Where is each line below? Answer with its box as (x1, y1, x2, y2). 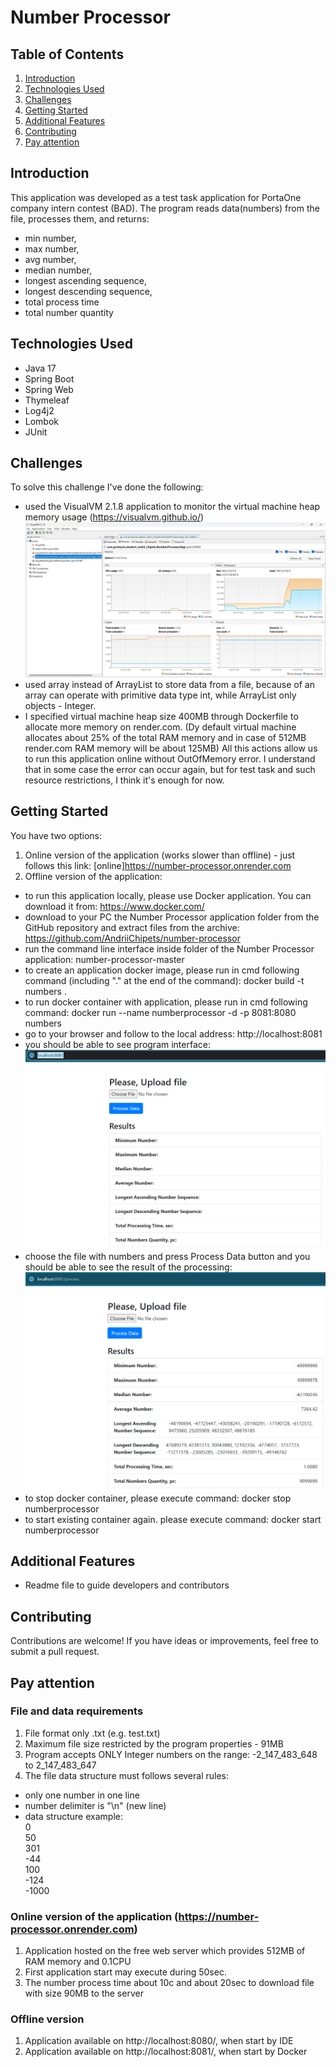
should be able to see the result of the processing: (24, 1261, 233, 1273)
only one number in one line (24, 1789, 140, 1801)
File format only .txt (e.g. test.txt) (24, 1727, 161, 1739)
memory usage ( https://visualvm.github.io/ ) (24, 511, 205, 523)
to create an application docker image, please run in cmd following (24, 964, 300, 976)
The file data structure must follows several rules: (24, 1769, 230, 1781)
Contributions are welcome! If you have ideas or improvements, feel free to (10, 1635, 319, 1647)
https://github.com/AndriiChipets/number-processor (24, 932, 241, 944)
